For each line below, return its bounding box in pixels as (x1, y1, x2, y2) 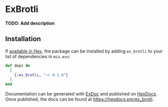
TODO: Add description (5, 20, 55, 26)
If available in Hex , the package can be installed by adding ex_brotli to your (5, 48, 163, 54)
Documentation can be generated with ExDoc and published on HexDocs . (5, 91, 157, 97)
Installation (5, 35, 41, 43)
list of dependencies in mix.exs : (5, 53, 71, 59)
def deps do (5, 63, 30, 68)
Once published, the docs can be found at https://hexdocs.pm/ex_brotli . (5, 96, 154, 102)
